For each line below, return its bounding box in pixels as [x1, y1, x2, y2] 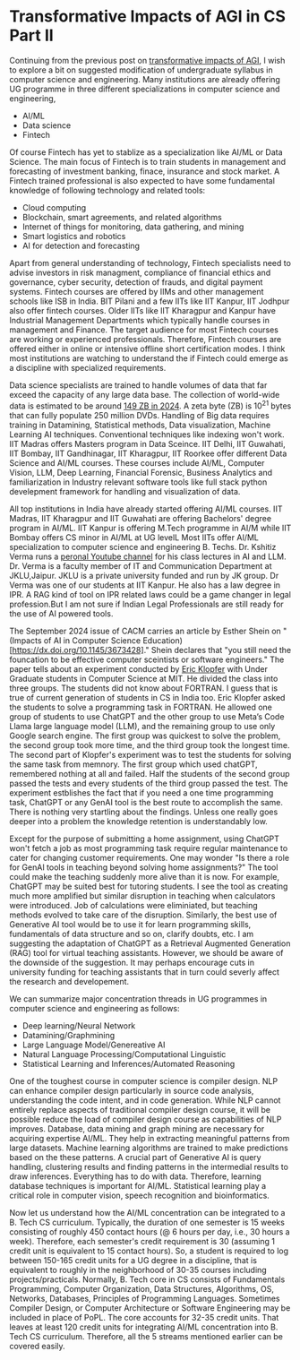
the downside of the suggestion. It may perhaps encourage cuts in [9, 957, 255, 968]
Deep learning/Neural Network [21, 1020, 136, 1031]
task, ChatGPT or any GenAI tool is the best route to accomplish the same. [9, 796, 284, 807]
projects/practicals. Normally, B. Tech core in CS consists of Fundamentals [9, 1274, 286, 1285]
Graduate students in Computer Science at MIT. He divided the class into [9, 673, 279, 684]
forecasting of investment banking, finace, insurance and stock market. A [9, 166, 280, 176]
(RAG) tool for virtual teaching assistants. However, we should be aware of [9, 947, 284, 958]
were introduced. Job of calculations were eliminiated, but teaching [9, 899, 258, 910]
